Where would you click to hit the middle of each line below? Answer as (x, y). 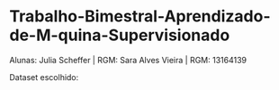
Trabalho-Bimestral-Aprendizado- (140, 16)
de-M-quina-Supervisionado (120, 35)
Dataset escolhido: (44, 77)
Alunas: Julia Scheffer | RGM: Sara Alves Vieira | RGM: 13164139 (128, 60)
